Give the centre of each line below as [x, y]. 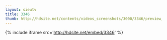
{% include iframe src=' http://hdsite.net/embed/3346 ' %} [64, 33]
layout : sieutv [21, 10]
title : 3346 [17, 14]
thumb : [12, 19]
